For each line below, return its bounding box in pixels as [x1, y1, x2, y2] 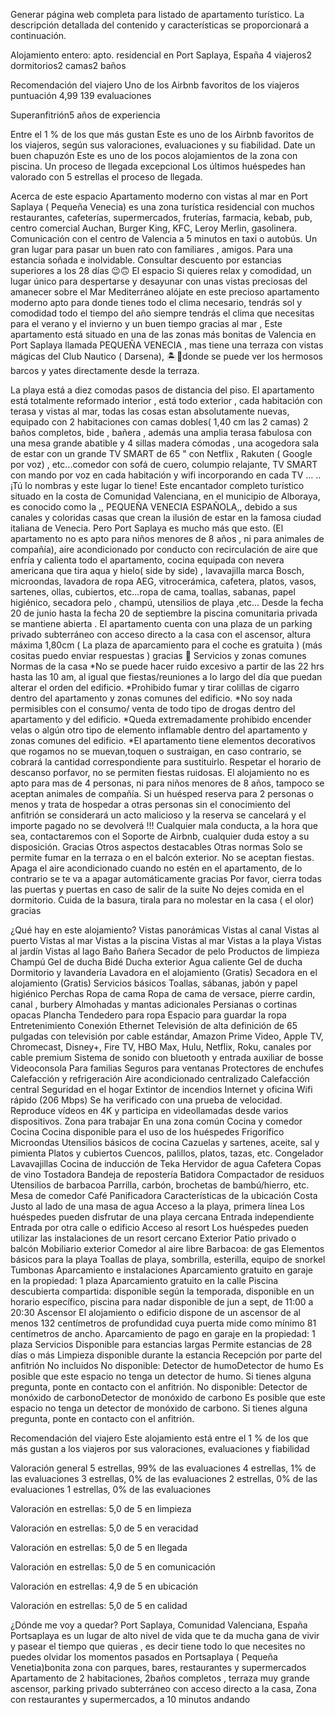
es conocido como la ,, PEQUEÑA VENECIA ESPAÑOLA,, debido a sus [10, 501, 298, 513]
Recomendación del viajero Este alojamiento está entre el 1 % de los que [10, 1432, 309, 1444]
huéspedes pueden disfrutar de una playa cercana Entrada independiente [10, 1211, 315, 1223]
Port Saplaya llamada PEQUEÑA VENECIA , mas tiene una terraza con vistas [10, 339, 324, 351]
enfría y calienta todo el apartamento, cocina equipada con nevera [10, 554, 285, 566]
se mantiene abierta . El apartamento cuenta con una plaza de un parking [10, 618, 313, 629]
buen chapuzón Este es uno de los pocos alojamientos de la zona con [10, 150, 298, 161]
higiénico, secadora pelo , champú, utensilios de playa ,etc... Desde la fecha [10, 597, 324, 608]
